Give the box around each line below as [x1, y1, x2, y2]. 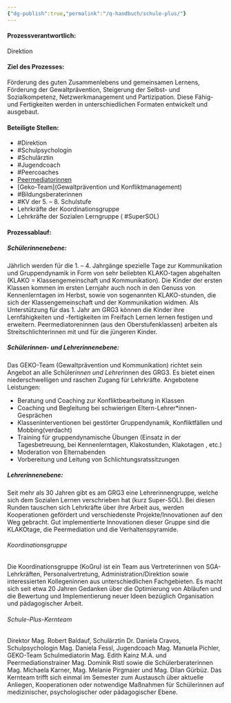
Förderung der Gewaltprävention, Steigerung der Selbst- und [7, 86, 181, 94]
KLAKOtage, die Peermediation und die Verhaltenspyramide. [7, 525, 179, 533]
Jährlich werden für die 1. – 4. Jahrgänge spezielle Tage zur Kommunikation [7, 261, 223, 270]
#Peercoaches [17, 168, 59, 176]
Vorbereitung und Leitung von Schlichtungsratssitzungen [17, 455, 180, 464]
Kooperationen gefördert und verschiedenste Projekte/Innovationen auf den [7, 510, 223, 519]
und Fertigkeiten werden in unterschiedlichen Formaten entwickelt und [7, 100, 208, 109]
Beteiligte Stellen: [7, 123, 59, 131]
